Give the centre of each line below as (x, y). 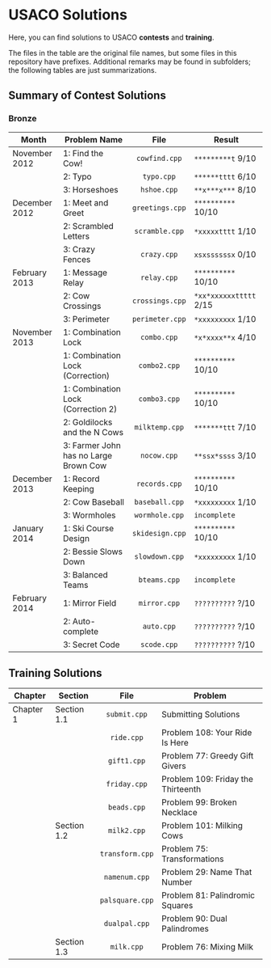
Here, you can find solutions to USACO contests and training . (112, 37)
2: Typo (77, 176)
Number (177, 882)
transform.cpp (127, 854)
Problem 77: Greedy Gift (207, 756)
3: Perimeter (87, 319)
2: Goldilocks (88, 422)
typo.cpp (159, 176)
